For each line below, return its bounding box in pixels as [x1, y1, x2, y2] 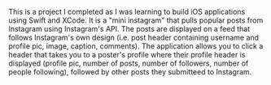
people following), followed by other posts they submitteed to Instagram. [8, 67, 252, 76]
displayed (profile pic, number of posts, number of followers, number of [8, 58, 249, 68]
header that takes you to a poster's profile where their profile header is [8, 50, 246, 59]
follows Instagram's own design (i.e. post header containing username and [8, 32, 259, 42]
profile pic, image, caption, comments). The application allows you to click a [8, 41, 264, 51]
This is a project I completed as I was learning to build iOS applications [8, 7, 246, 16]
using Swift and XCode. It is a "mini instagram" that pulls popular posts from [8, 15, 264, 25]
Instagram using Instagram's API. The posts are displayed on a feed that [8, 24, 251, 33]
